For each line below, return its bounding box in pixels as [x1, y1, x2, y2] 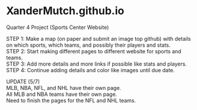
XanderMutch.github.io [6, 4, 125, 18]
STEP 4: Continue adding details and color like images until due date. [6, 66, 175, 73]
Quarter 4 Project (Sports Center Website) [6, 24, 109, 31]
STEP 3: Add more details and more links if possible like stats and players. [6, 60, 187, 67]
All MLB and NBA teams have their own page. [6, 90, 117, 98]
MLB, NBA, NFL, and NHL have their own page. [6, 84, 122, 91]
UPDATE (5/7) [6, 78, 40, 85]
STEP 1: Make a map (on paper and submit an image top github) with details [6, 35, 191, 42]
